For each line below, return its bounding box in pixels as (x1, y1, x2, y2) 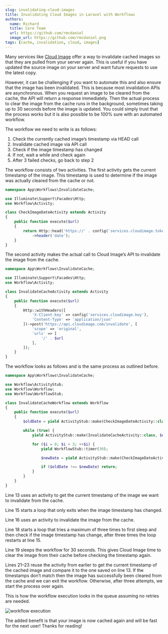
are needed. (5, 598, 30, 604)
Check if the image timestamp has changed (12, 146, 102, 153)
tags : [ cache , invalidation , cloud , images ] (5, 40, 99, 45)
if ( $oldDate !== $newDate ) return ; (40, 464, 117, 469)
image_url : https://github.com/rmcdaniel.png (9, 36, 106, 41)
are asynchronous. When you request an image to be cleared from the (5, 90, 150, 96)
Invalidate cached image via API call (12, 141, 87, 147)
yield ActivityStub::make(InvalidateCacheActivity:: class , (31, 432, 157, 438)
